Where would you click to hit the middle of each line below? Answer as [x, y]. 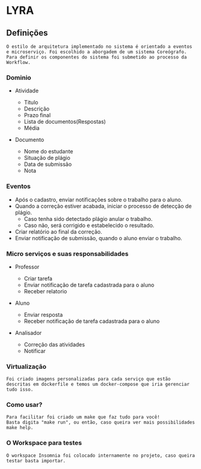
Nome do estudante [48, 152]
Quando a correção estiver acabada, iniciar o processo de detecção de [103, 206]
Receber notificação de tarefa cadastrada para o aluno [92, 321]
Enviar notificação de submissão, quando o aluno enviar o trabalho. [98, 238]
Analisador [28, 333]
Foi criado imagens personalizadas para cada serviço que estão [88, 379]
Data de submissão [48, 164]
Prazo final [37, 115]
